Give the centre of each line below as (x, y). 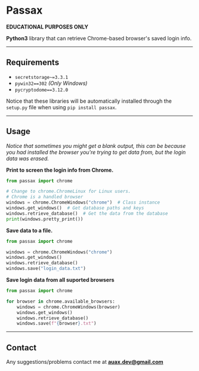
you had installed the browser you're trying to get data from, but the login (96, 152)
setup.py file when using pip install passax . (62, 107)
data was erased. (28, 158)
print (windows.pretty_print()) (45, 219)
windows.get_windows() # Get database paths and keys (75, 208)
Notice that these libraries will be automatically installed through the (89, 101)
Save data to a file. (30, 230)
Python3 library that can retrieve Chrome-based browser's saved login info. (99, 38)
